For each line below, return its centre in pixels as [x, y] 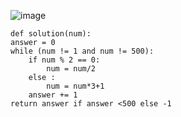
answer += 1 [53, 95]
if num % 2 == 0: [64, 60]
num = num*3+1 [75, 86]
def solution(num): [51, 34]
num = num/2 [71, 69]
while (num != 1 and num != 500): [82, 51]
